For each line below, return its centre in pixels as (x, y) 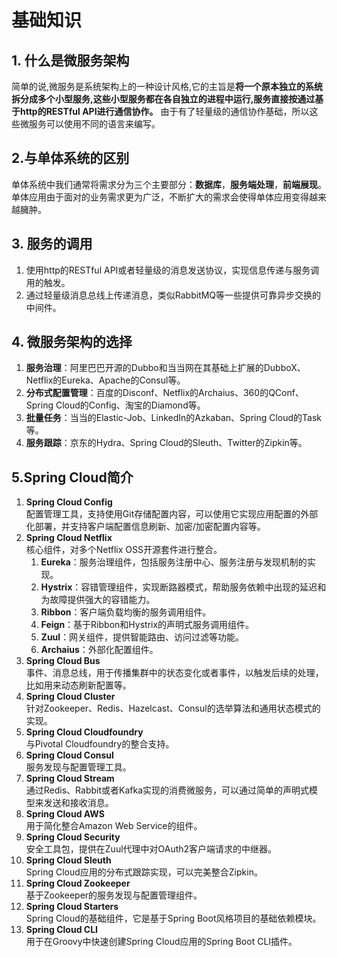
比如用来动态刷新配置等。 (78, 685)
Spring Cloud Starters (72, 907)
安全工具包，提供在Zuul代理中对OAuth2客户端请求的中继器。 (151, 849)
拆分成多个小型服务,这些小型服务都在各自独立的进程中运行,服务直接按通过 (163, 99)
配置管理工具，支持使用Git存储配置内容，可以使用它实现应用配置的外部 (172, 514)
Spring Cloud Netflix (69, 538)
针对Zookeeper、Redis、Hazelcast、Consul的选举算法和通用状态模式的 (173, 708)
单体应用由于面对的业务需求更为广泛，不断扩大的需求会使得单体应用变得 (160, 197)
